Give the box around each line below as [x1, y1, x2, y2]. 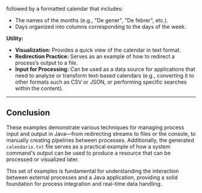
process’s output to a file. [14, 60, 78, 66]
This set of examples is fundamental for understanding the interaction [6, 167, 179, 174]
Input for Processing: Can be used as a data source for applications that [14, 66, 195, 73]
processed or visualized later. [6, 156, 79, 163]
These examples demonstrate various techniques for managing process [6, 123, 185, 131]
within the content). [14, 85, 64, 92]
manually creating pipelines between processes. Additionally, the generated [6, 136, 194, 144]
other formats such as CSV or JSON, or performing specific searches [14, 78, 188, 85]
